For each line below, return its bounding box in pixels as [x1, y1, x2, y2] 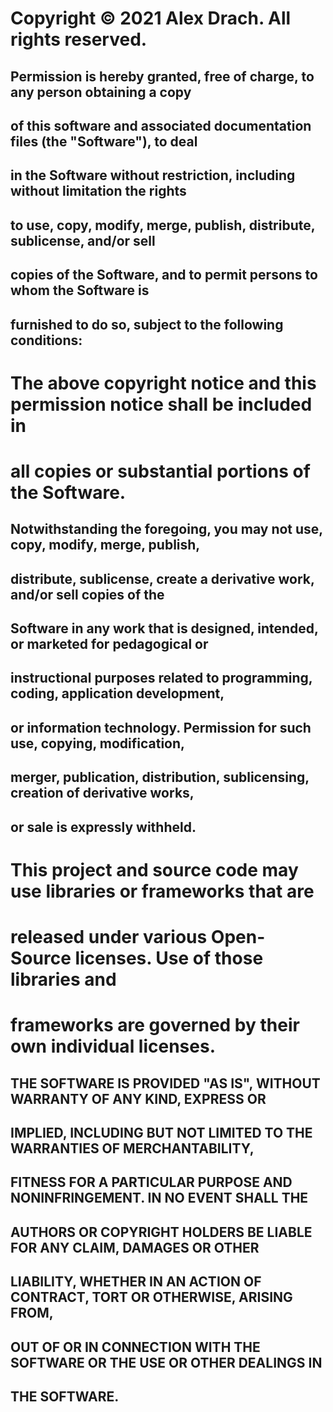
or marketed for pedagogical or [10, 636, 209, 653]
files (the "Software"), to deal [10, 133, 198, 150]
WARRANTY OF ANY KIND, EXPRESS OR [10, 1090, 267, 1107]
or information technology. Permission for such [10, 719, 312, 736]
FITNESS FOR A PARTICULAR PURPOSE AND [10, 1174, 293, 1191]
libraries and [10, 968, 117, 991]
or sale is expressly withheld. [10, 818, 197, 836]
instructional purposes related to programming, [10, 670, 313, 687]
